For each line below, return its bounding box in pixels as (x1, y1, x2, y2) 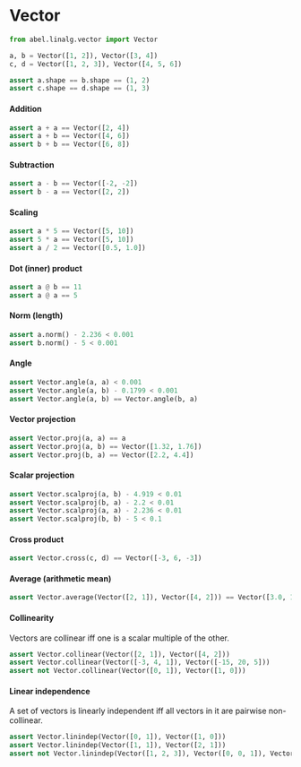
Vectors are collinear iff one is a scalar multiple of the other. (9, 633, 230, 643)
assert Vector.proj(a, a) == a (9, 434, 126, 443)
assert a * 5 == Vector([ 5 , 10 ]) (9, 227, 134, 236)
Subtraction (9, 159, 55, 170)
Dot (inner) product (9, 263, 82, 273)
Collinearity (9, 612, 55, 623)
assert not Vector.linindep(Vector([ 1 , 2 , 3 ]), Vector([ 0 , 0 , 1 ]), (9, 749, 267, 758)
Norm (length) (9, 310, 64, 321)
